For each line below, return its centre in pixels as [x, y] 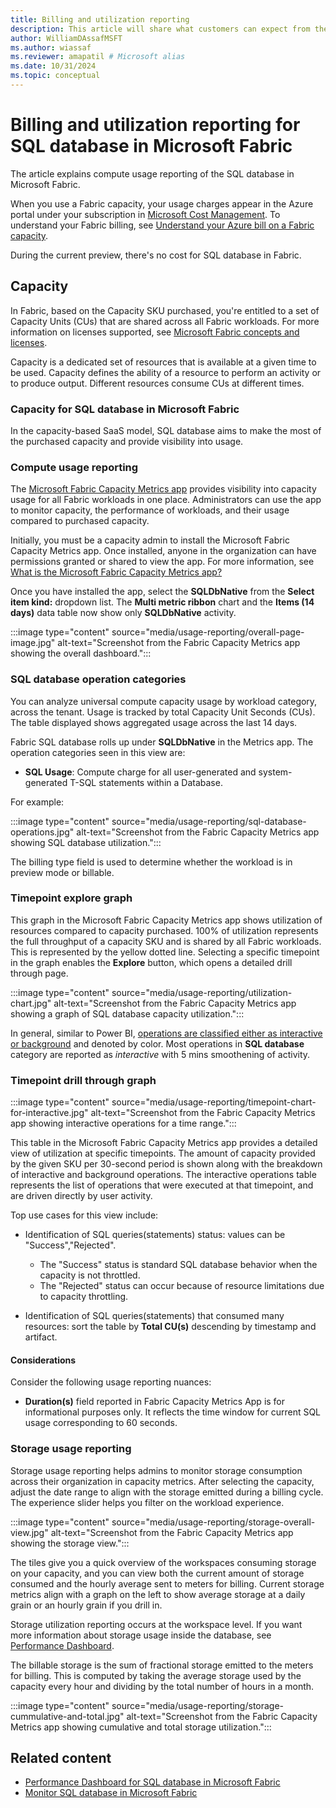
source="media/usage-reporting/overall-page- [208, 632]
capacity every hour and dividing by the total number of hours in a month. [162, 1686]
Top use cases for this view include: [84, 1215]
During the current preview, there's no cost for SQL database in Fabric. [156, 255]
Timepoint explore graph [71, 898]
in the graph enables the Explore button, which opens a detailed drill [151, 962]
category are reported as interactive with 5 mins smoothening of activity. [160, 1054]
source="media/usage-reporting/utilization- [202, 992]
